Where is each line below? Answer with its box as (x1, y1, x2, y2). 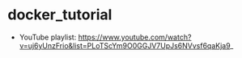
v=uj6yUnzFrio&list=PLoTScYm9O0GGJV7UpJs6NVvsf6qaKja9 (19, 40, 231, 50)
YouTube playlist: (19, 32, 77, 42)
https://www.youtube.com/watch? (78, 32, 192, 42)
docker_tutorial (7, 6, 113, 24)
